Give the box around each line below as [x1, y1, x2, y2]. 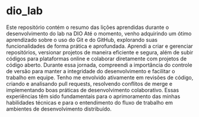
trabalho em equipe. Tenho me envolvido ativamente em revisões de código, [6, 74, 194, 81]
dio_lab [6, 4, 43, 18]
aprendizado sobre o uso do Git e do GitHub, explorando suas [6, 36, 158, 43]
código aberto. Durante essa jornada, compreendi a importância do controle [6, 61, 192, 69]
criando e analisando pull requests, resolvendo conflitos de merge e [6, 80, 173, 87]
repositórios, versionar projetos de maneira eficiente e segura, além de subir [6, 48, 194, 56]
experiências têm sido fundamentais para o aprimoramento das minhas [6, 93, 181, 100]
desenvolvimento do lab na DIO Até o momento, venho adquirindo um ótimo [6, 30, 192, 37]
